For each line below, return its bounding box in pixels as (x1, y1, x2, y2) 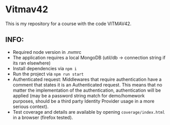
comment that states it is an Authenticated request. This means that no (12, 81, 162, 88)
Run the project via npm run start (12, 71, 84, 77)
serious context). (12, 103, 49, 110)
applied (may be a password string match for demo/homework (12, 92, 145, 98)
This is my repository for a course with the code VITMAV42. (5, 20, 132, 27)
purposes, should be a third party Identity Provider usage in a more (12, 98, 155, 104)
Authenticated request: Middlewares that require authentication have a (12, 76, 162, 82)
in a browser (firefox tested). (12, 114, 73, 120)
